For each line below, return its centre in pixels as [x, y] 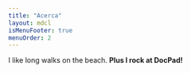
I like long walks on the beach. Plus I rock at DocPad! [95, 60]
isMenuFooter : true [41, 30]
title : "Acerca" [35, 15]
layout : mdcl [30, 23]
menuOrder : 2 [30, 38]
